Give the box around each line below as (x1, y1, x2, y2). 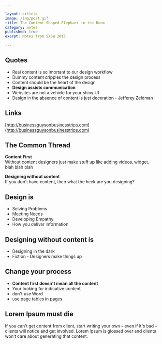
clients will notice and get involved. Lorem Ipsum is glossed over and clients (5, 328, 156, 334)
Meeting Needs (12, 211, 43, 217)
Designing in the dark (12, 248, 55, 254)
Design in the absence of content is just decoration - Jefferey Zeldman (12, 95, 153, 101)
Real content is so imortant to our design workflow (12, 69, 113, 75)
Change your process (5, 268, 72, 276)
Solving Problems (12, 206, 47, 212)
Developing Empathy (12, 216, 54, 222)
